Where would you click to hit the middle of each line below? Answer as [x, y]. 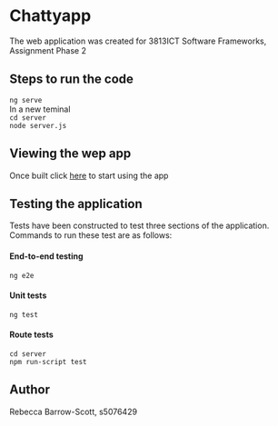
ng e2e [22, 275]
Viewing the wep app [70, 154]
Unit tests [28, 295]
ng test [24, 314]
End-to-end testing [46, 256]
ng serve [26, 100]
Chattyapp [50, 16]
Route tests [32, 335]
